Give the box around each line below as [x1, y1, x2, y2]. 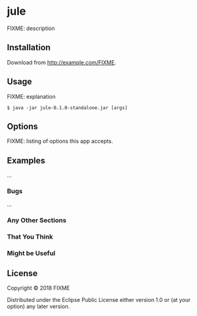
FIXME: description [7, 25, 55, 32]
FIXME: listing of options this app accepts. [7, 137, 113, 145]
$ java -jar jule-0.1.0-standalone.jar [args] [7, 104, 128, 111]
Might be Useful [7, 249, 56, 258]
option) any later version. [7, 303, 70, 310]
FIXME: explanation [7, 93, 56, 100]
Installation [7, 42, 51, 53]
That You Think [7, 233, 53, 241]
